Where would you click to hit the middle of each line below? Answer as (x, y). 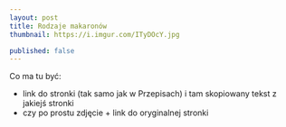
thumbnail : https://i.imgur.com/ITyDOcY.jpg (95, 34)
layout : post (34, 18)
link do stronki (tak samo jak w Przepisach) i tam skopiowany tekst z (150, 94)
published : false (42, 50)
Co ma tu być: (35, 77)
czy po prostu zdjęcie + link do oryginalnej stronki (115, 113)
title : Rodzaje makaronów (58, 26)
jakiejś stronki (48, 104)
